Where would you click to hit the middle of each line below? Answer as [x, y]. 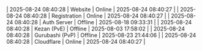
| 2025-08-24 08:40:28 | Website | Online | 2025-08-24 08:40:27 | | [93, 9]
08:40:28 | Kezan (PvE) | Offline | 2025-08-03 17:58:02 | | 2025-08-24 [96, 29]
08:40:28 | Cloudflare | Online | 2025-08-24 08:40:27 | [76, 42]
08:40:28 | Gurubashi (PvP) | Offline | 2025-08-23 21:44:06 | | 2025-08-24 [101, 35]
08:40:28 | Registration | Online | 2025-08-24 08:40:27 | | [97, 16]
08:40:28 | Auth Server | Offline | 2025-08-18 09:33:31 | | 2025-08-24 [103, 22]
